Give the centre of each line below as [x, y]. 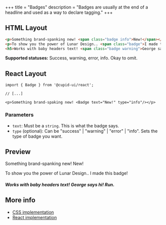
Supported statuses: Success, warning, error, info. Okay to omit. [71, 58]
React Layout [26, 74]
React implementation [34, 217]
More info [20, 200]
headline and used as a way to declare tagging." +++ [59, 12]
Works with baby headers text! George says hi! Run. [60, 184]
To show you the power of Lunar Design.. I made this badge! [66, 173]
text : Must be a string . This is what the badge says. [66, 125]
